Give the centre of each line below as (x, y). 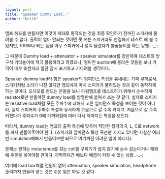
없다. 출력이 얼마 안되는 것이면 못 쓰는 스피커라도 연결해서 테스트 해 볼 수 (89, 39)
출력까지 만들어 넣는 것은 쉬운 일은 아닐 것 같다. (50, 172)
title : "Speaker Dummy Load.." (37, 14)
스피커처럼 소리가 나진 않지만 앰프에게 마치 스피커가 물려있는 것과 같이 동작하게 (81, 85)
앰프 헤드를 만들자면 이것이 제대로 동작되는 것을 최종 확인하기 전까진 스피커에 (79, 33)
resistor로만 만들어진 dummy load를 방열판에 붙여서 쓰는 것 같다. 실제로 (74, 97)
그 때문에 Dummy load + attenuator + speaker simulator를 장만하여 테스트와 (80, 56)
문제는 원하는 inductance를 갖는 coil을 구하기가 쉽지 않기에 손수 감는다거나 (77, 149)
